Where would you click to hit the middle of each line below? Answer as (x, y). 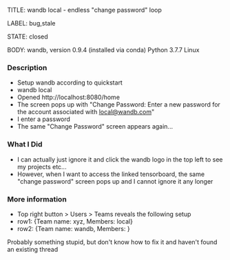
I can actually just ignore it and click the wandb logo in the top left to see (120, 159)
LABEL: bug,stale (31, 23)
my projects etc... (42, 166)
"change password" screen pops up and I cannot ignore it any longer (115, 181)
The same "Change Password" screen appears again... (95, 127)
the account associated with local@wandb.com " (86, 112)
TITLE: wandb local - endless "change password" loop (84, 10)
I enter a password (44, 119)
